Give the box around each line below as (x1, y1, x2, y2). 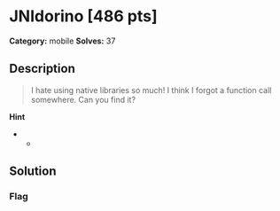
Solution (9, 164, 57, 179)
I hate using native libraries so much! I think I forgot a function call (30, 84, 272, 95)
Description (9, 61, 75, 76)
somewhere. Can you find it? (30, 94, 136, 105)
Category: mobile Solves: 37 (9, 35, 116, 46)
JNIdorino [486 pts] (9, 6, 158, 27)
